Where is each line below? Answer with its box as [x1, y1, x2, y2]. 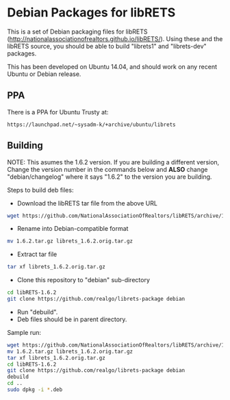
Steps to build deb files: [7, 186, 74, 194]
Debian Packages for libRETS [7, 5, 176, 21]
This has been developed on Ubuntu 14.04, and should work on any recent [7, 62, 218, 71]
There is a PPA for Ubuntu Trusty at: [7, 108, 109, 116]
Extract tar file [16, 250, 57, 258]
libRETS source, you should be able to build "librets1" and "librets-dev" [7, 42, 207, 50]
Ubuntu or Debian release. [7, 70, 81, 78]
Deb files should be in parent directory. [16, 315, 127, 323]
